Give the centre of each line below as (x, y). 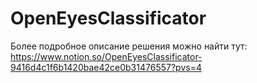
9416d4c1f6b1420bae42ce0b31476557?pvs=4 (106, 67)
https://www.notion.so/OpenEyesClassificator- (106, 56)
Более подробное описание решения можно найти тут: (129, 46)
